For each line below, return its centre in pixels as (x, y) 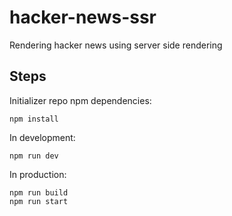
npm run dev (34, 156)
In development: (42, 137)
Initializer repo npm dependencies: (80, 100)
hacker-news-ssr (83, 17)
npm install (34, 119)
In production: (38, 174)
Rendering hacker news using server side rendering (116, 45)
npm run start (39, 201)
